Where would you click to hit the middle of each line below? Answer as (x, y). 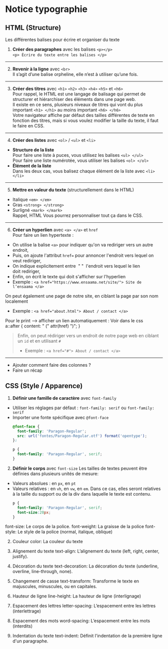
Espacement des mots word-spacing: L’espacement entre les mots (81, 621)
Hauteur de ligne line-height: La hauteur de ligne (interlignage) (77, 596)
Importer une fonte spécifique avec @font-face (60, 417)
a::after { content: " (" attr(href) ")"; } (43, 326)
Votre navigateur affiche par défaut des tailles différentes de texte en (83, 115)
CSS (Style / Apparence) (44, 386)
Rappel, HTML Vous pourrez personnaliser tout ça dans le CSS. (78, 215)
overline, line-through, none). (42, 572)
